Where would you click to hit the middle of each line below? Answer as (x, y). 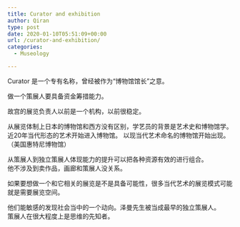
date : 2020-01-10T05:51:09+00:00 (57, 34)
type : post (24, 27)
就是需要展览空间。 (36, 192)
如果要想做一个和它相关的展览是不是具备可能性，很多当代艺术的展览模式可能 (120, 183)
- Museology (32, 54)
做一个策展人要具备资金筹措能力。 (57, 96)
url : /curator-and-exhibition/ (54, 41)
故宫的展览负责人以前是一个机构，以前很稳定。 (76, 111)
